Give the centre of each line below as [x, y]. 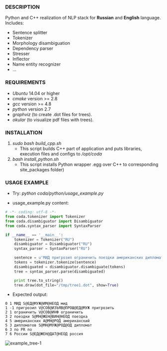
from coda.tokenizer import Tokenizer [45, 217]
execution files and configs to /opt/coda [61, 154]
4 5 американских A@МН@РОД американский [48, 321]
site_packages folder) [42, 169]
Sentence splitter [30, 33]
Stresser [21, 54]
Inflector [21, 59]
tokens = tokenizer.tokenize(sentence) [55, 262]
